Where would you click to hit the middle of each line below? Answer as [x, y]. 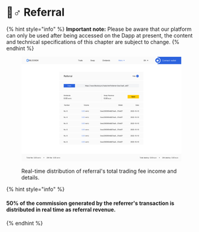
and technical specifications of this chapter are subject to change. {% [93, 42]
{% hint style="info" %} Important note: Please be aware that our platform [99, 29]
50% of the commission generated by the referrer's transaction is [90, 203]
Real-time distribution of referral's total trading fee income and [99, 171]
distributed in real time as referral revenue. [61, 209]
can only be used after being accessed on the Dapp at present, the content [99, 35]
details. [30, 178]
